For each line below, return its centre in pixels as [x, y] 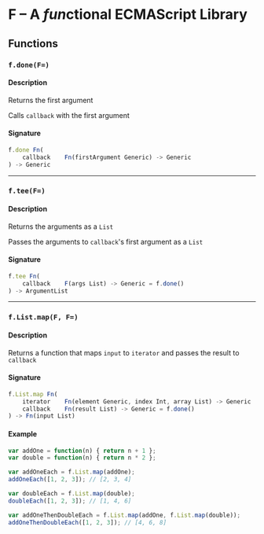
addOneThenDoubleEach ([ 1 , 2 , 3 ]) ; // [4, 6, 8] [88, 522]
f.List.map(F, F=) [43, 317]
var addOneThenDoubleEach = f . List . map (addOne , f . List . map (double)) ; [125, 515]
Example [23, 433]
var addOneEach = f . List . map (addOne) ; [71, 472]
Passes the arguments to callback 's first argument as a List [106, 241]
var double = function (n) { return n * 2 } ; [82, 458]
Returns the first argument [51, 100]
